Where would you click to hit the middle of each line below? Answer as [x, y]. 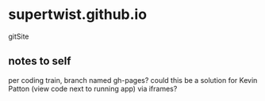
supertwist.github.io [78, 15]
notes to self [40, 61]
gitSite [19, 36]
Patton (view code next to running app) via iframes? [93, 88]
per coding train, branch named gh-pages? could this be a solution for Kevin [133, 80]
